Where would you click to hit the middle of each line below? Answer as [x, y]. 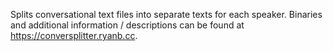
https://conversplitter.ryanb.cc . [74, 35]
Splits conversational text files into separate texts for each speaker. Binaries [166, 14]
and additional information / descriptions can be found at [127, 25]
